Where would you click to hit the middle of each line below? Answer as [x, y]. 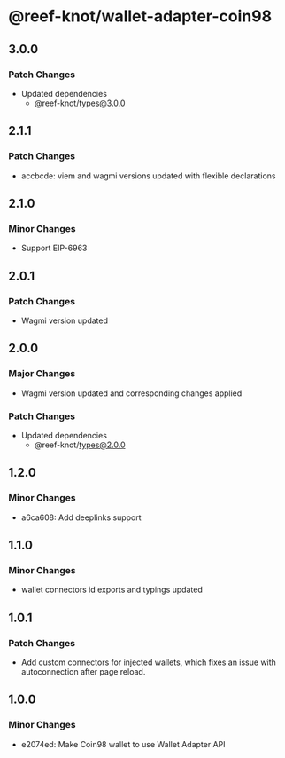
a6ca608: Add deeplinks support [81, 517]
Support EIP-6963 [54, 248]
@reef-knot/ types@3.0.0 [80, 103]
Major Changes [42, 374]
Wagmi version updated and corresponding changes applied [131, 393]
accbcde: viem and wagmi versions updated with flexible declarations [148, 176]
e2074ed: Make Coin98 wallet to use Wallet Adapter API [123, 744]
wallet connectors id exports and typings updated [112, 590]
